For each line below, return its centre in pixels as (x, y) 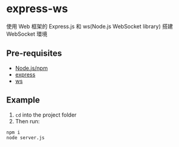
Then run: (27, 121)
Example (23, 100)
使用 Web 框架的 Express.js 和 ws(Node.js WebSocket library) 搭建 (90, 26)
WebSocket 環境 (27, 34)
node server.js (26, 138)
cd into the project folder (46, 115)
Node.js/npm (31, 68)
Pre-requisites (34, 53)
